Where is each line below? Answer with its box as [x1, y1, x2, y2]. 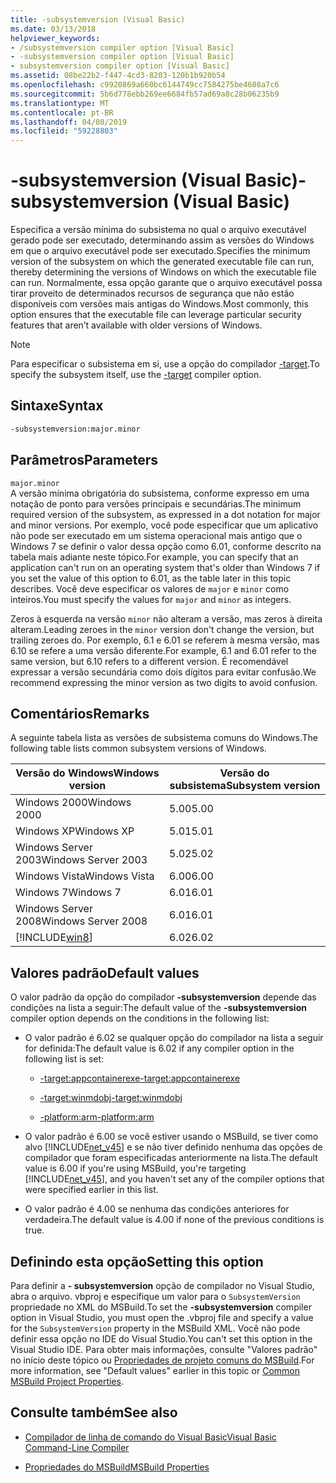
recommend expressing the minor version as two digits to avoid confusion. [10, 676, 318, 688]
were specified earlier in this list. [24, 1184, 159, 1196]
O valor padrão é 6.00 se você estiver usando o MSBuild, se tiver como [24, 1131, 319, 1143]
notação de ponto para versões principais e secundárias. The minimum [10, 497, 302, 510]
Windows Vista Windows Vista [15, 869, 155, 883]
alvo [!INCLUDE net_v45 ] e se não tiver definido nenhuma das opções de [24, 1141, 323, 1153]
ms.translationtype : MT [10, 98, 110, 108]
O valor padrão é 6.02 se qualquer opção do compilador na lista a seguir [24, 1032, 324, 1044]
